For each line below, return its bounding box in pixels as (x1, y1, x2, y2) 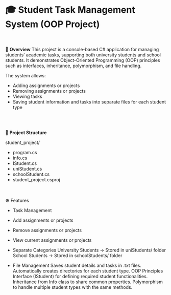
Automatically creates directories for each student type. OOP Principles (12, 267, 163, 274)
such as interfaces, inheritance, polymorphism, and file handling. (5, 62, 142, 69)
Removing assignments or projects (12, 88, 86, 94)
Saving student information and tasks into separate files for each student (12, 98, 166, 105)
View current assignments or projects (12, 237, 92, 243)
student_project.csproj (12, 176, 60, 182)
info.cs (12, 155, 28, 161)
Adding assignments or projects (12, 82, 80, 89)
